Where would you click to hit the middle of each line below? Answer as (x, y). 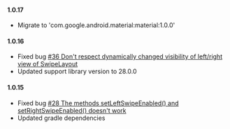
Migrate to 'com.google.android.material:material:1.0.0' (96, 25)
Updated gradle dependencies (61, 118)
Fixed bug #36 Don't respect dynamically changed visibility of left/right (120, 56)
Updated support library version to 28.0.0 (77, 71)
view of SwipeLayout (48, 64)
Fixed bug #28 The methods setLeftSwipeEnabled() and (98, 103)
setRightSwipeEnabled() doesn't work (72, 110)
